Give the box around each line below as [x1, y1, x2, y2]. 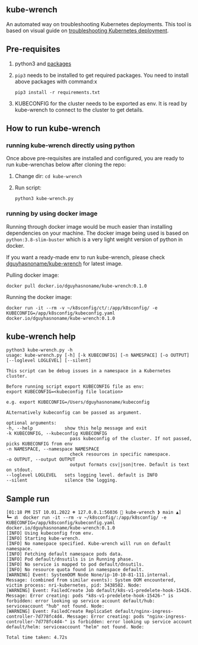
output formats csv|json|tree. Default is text [69, 462, 190, 468]
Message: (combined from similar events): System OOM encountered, [6, 577, 177, 583]
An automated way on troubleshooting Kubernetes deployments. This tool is [6, 20, 191, 27]
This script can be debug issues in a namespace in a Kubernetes [6, 368, 171, 374]
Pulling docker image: [6, 271, 59, 279]
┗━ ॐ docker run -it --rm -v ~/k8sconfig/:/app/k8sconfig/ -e [6, 515, 167, 521]
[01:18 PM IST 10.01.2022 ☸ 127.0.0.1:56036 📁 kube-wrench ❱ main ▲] [6, 509, 182, 516]
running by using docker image [6, 210, 98, 218]
